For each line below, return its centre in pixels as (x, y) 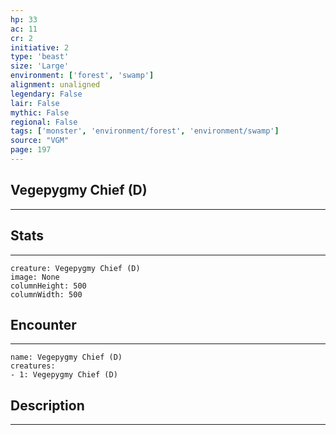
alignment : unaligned (55, 85)
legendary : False (46, 94)
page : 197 (31, 150)
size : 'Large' (40, 66)
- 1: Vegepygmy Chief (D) (64, 375)
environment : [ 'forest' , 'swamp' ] (82, 76)
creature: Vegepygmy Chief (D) (75, 268)
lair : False (35, 103)
